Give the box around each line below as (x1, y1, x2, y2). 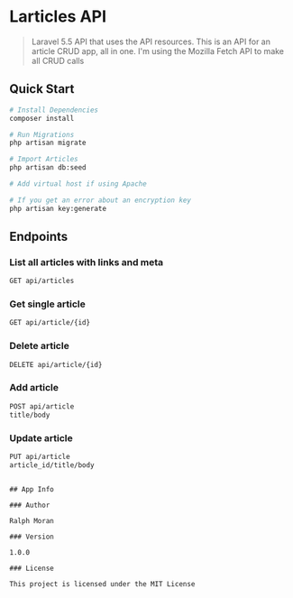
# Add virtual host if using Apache (9, 179, 147, 189)
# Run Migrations (9, 130, 75, 139)
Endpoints (9, 229, 69, 244)
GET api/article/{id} (9, 318, 91, 327)
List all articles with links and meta (9, 255, 164, 268)
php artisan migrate (9, 138, 87, 148)
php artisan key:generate (9, 204, 106, 213)
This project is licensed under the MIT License (9, 579, 196, 588)
